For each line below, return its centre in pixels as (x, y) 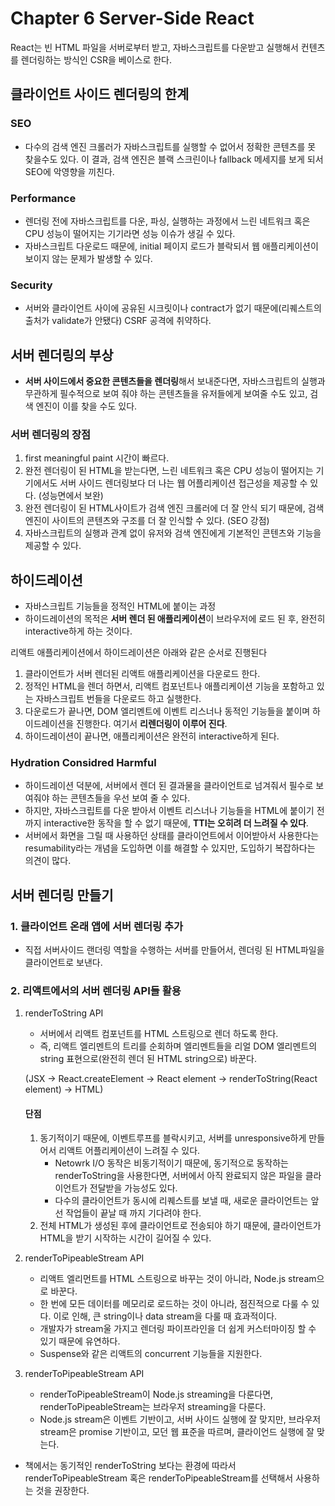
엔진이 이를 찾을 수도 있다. (86, 406)
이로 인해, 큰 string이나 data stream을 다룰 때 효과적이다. (165, 1316)
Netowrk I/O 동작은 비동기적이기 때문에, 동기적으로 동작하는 (171, 1163)
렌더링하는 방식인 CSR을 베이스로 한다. (96, 59)
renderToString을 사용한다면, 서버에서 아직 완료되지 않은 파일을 (178, 1175)
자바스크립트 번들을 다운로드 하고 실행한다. (118, 699)
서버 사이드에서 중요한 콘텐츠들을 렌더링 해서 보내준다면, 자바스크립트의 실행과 (175, 381)
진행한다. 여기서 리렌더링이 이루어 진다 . (152, 724)
